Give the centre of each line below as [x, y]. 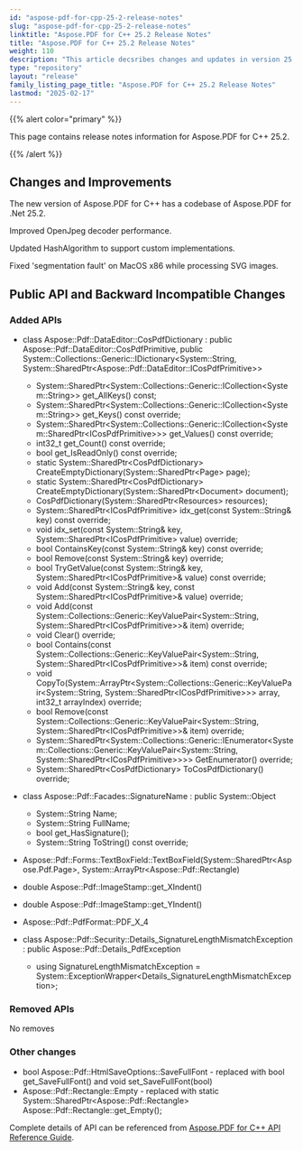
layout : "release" [44, 77]
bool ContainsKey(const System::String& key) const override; [150, 548]
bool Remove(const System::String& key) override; [129, 558]
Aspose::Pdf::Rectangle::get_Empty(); [92, 1110]
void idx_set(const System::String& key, [109, 529]
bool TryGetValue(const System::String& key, [119, 568]
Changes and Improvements [91, 182]
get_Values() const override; [221, 433]
